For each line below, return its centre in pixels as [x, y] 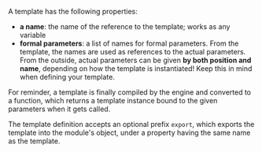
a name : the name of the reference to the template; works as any [125, 26]
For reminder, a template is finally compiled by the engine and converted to [130, 92]
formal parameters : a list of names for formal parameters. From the [129, 43]
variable [33, 35]
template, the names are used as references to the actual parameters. [133, 52]
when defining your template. [67, 77]
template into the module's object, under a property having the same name [129, 132]
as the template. [34, 141]
